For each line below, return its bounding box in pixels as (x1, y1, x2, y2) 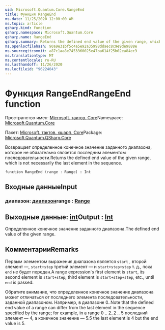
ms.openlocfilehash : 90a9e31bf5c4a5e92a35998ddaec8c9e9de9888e (5, 44, 137, 49)
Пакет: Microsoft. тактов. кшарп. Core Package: (5, 129, 102, 135)
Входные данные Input (5, 183, 78, 191)
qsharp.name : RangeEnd (5, 35, 52, 40)
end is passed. (5, 279, 34, 285)
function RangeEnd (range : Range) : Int (5, 169, 91, 174)
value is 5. (5, 320, 26, 326)
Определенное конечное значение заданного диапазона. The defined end (5, 226, 160, 232)
